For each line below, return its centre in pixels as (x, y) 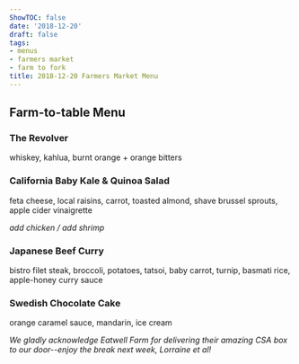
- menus (24, 51)
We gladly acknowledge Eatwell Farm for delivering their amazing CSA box (149, 340)
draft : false (34, 34)
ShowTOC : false (38, 18)
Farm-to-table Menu (67, 113)
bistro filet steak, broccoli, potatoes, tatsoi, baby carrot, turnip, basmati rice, (150, 271)
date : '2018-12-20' (46, 26)
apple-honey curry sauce (56, 280)
